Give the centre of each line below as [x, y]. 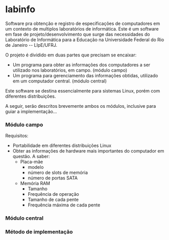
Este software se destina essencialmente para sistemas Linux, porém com [83, 91]
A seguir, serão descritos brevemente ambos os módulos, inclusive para [81, 106]
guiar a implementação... [31, 111]
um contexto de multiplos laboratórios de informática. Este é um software [82, 28]
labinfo [20, 9]
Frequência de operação [54, 194]
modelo [36, 167]
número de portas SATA [53, 178]
